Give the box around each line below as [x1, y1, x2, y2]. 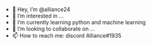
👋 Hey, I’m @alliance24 [12, 6, 70, 13]
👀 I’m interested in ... [12, 12, 64, 19]
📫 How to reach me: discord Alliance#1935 [12, 32, 121, 39]
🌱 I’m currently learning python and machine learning [12, 19, 147, 26]
